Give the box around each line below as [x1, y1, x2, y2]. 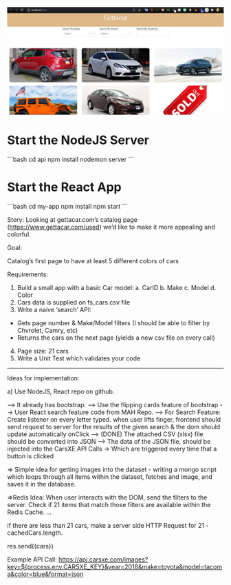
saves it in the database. [7, 480, 76, 488]
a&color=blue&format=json [7, 570, 84, 578]
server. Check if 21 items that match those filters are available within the [7, 500, 211, 509]
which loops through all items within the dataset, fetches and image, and [7, 472, 212, 481]
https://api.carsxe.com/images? [58, 555, 148, 564]
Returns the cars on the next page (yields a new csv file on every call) [16, 333, 215, 342]
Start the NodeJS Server [7, 132, 150, 148]
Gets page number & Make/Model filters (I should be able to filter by [16, 318, 210, 327]
